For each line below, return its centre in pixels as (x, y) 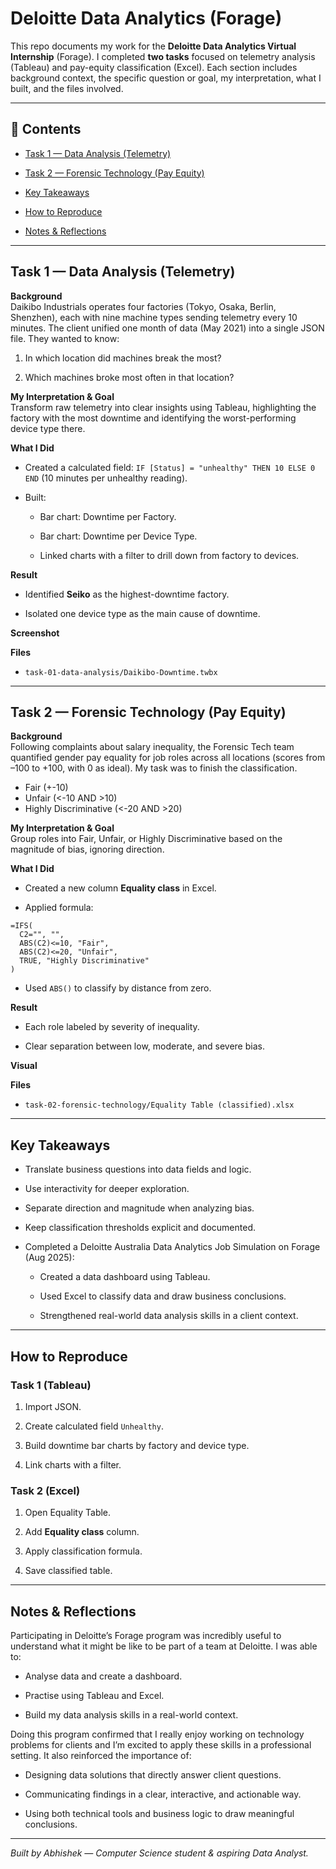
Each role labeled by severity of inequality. (112, 1027)
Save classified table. (68, 1571)
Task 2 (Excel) (45, 1490)
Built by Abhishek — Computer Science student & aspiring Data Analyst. (159, 1853)
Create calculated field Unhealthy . (94, 1426)
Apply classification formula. (83, 1551)
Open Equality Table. (68, 1513)
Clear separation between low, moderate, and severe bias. (144, 1046)
